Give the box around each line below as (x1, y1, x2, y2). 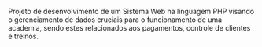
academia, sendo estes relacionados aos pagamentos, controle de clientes (8, 23, 251, 32)
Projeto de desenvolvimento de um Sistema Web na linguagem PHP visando (8, 7, 255, 16)
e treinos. (8, 31, 39, 41)
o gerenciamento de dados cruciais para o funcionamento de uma (8, 15, 223, 24)
